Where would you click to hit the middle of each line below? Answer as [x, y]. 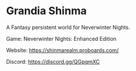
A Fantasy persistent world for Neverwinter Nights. [68, 27]
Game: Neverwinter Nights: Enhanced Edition [61, 38]
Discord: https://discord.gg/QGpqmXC [53, 62]
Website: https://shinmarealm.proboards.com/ [62, 50]
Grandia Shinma [47, 11]
